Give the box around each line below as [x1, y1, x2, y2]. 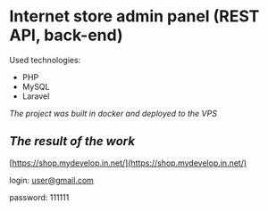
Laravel [21, 91, 50, 101]
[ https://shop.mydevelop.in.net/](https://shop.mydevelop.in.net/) [9, 158, 247, 168]
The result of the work [9, 134, 136, 149]
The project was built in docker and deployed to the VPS [9, 108, 217, 118]
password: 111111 [9, 191, 70, 202]
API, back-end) [9, 25, 123, 45]
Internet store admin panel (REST [9, 6, 260, 27]
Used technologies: [9, 54, 81, 65]
